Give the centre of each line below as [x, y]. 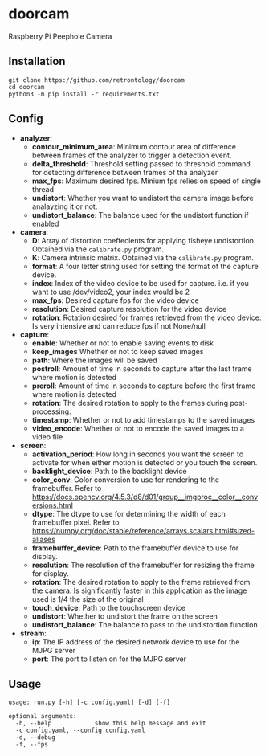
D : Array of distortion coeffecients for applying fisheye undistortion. [144, 240]
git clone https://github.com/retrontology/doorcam [96, 80]
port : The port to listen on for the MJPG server [109, 659]
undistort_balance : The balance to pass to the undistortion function [145, 624]
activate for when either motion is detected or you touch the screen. [145, 462]
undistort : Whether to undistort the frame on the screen [125, 616]
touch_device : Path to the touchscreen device [109, 607]
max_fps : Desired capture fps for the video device [115, 300]
